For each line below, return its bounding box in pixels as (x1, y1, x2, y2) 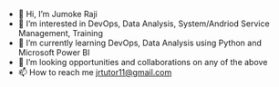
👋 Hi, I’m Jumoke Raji (17, 9, 98, 19)
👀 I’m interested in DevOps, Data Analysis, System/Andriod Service (17, 18, 271, 29)
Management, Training (17, 28, 103, 38)
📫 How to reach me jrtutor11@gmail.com (17, 67, 172, 77)
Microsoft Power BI (17, 47, 90, 58)
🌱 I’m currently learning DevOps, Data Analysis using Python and (17, 37, 262, 48)
